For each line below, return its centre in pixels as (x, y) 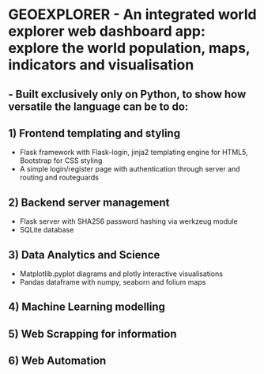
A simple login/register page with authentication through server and (130, 169)
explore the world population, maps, (129, 48)
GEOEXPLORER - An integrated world (132, 15)
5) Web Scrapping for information (92, 334)
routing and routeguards (59, 178)
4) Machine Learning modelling (87, 307)
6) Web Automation (57, 361)
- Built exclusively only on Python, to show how (127, 94)
